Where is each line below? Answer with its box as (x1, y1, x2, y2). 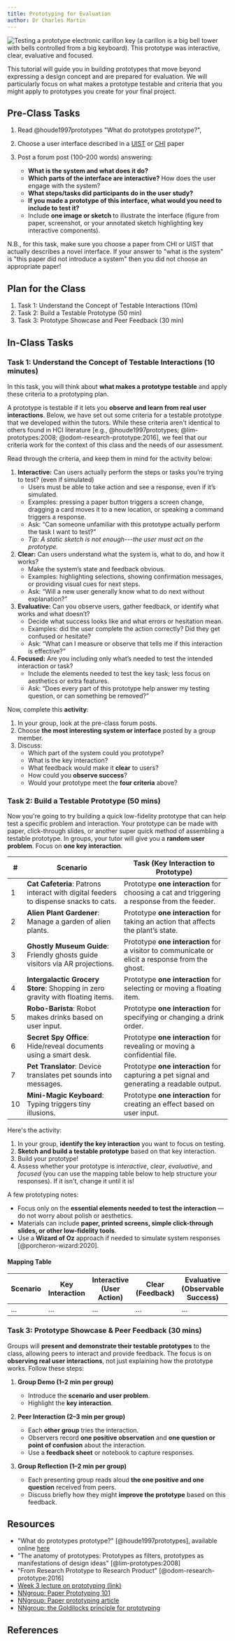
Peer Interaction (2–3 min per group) (17, 1412, 126, 1421)
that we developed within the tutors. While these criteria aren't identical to (7, 418, 220, 427)
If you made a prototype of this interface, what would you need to (27, 197, 222, 205)
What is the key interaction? (27, 756, 108, 764)
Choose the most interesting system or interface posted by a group (17, 726, 216, 734)
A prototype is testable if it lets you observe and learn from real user (7, 403, 206, 411)
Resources (7, 1518, 55, 1530)
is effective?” (27, 646, 66, 655)
